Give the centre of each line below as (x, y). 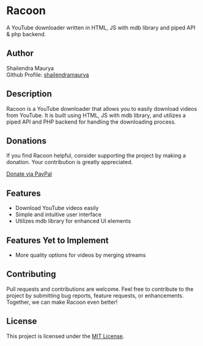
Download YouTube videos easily (57, 208)
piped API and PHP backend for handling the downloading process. (91, 122)
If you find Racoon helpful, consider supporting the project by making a (96, 156)
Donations (27, 141)
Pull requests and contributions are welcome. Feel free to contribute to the (100, 289)
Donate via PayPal (29, 174)
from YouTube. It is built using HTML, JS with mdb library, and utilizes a (96, 115)
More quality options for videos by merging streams (80, 255)
